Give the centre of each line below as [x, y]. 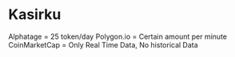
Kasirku [35, 15]
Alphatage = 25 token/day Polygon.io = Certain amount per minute [118, 36]
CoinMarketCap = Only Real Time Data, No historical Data [103, 44]
